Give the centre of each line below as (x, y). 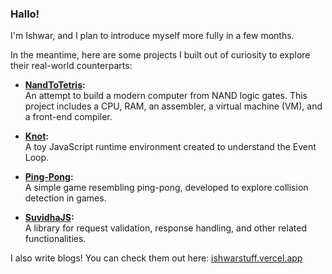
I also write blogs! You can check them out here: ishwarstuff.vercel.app (156, 258)
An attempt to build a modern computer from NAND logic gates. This (166, 96)
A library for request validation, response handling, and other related (165, 228)
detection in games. (65, 198)
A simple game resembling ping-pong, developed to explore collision (166, 188)
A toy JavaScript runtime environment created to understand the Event (170, 147)
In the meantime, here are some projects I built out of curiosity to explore (160, 55)
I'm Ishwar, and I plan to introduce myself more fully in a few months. (152, 36)
